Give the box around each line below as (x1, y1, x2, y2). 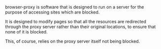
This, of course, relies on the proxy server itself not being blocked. (5, 38, 140, 44)
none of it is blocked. (5, 29, 48, 34)
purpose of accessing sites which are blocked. (5, 9, 100, 15)
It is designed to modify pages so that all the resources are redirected (5, 19, 147, 24)
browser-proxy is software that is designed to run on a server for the (5, 4, 144, 10)
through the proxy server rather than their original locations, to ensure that (5, 24, 156, 30)
